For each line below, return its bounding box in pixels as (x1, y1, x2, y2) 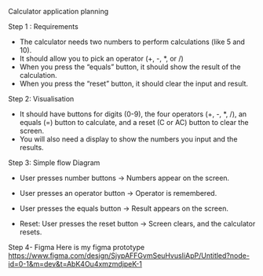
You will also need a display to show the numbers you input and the (19, 134, 238, 144)
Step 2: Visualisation (8, 94, 75, 103)
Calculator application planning (8, 7, 109, 16)
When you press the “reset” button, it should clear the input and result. (19, 79, 249, 88)
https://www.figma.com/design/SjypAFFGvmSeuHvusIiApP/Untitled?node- (8, 251, 250, 260)
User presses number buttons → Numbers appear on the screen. (19, 173, 230, 182)
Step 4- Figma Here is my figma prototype (8, 243, 145, 252)
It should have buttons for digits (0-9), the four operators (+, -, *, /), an (19, 109, 247, 119)
